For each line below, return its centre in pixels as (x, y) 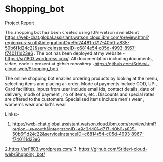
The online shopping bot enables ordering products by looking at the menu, (82, 78)
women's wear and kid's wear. (36, 104)
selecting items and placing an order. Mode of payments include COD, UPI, (81, 83)
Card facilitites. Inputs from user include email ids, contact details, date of (80, 89)
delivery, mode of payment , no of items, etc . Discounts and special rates (80, 94)
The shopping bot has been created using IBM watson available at (72, 32)
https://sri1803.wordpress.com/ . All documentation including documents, (79, 58)
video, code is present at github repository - (50, 64)
